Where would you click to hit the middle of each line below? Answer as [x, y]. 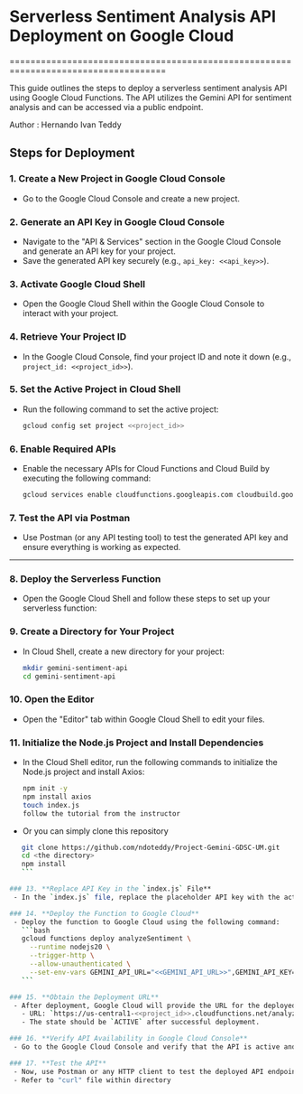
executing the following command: [87, 478]
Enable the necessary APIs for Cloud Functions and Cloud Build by [146, 468]
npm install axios [57, 797]
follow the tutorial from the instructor [101, 813]
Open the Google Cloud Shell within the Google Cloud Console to [143, 304]
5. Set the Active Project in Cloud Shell [95, 389]
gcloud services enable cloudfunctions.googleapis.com [128, 494]
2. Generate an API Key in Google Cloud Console [117, 221]
